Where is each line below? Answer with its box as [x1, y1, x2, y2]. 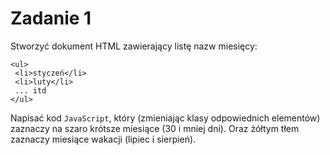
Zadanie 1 [10, 7, 92, 30]
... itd [14, 85, 47, 96]
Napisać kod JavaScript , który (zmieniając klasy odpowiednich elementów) [10, 112, 321, 124]
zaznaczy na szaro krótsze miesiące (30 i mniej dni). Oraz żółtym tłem [10, 122, 300, 134]
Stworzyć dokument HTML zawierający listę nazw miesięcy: [10, 40, 258, 52]
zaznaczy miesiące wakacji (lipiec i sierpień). [10, 133, 197, 145]
